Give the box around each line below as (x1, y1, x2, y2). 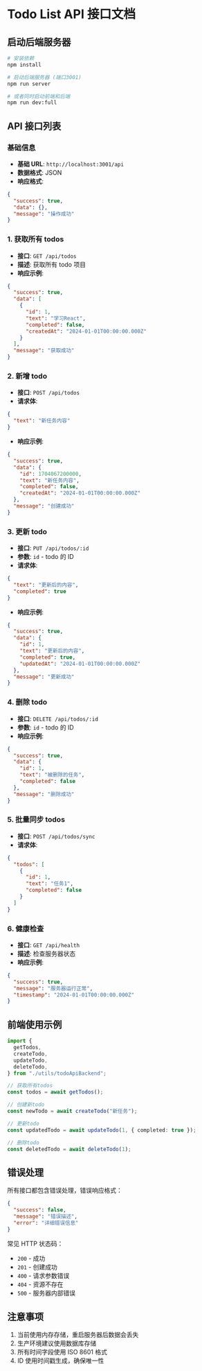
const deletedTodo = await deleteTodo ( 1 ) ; (7, 1146, 131, 1153)
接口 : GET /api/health (17, 940, 80, 949)
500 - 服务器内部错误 (17, 1288, 76, 1297)
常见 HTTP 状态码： (7, 1239, 64, 1248)
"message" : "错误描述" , (13, 1213, 78, 1220)
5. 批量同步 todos (7, 815, 66, 825)
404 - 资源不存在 (17, 1280, 64, 1288)
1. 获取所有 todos (7, 234, 64, 244)
